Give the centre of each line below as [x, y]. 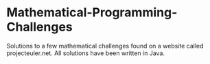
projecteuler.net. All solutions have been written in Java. [86, 53]
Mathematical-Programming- [92, 13]
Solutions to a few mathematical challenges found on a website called [105, 46]
